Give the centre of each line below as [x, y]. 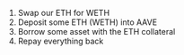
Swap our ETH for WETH [64, 13]
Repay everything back [61, 41]
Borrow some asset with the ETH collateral [96, 31]
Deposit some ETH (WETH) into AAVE [88, 22]
